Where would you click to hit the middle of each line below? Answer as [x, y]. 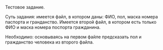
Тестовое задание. [25, 7]
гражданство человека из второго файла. [49, 42]
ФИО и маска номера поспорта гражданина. [53, 27]
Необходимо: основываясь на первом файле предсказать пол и [73, 37]
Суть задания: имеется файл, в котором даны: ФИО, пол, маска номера [81, 17]
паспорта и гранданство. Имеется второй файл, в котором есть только [81, 22]
